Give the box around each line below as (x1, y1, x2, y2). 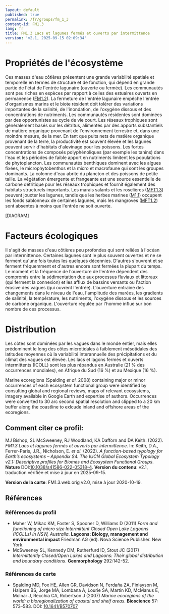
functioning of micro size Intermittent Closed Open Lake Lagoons (12, 526, 149, 532)
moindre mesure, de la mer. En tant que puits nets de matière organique (5, 133, 154, 139)
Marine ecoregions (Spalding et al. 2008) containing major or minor (5, 377, 146, 383)
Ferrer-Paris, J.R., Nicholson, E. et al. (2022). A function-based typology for (5, 448, 163, 454)
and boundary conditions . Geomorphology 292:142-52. (12, 558, 130, 564)
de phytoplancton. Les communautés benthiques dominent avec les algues (5, 160, 161, 166)
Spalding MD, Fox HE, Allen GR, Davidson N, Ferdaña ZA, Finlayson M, (12, 582, 159, 588)
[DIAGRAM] (5, 213, 29, 219)
